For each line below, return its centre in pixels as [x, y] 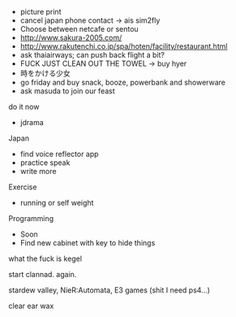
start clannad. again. [43, 274]
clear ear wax [31, 306]
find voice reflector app [59, 154]
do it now [24, 106]
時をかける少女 [45, 73]
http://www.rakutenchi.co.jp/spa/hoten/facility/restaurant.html [124, 46]
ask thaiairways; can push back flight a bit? [92, 55]
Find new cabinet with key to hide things [88, 243]
